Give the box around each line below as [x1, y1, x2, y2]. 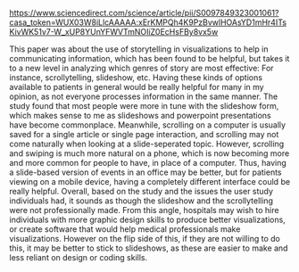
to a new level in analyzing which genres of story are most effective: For [9, 62, 274, 73]
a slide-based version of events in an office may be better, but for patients [9, 167, 282, 177]
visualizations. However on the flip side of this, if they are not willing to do [9, 234, 281, 243]
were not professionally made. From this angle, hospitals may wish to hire [9, 205, 279, 215]
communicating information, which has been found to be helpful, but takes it [9, 54, 290, 63]
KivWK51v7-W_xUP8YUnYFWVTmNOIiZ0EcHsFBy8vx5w [9, 27, 219, 37]
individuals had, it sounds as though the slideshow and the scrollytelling [9, 195, 274, 206]
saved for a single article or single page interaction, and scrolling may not [9, 129, 279, 139]
